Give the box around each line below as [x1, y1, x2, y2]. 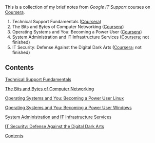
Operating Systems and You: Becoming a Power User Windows [5, 104, 132, 111]
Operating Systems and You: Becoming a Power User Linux [5, 95, 124, 101]
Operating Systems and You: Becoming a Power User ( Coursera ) [12, 29, 142, 34]
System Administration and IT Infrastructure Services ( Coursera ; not [12, 34, 150, 40]
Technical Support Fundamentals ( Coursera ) [12, 19, 101, 24]
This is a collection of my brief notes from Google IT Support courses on [5, 4, 151, 10]
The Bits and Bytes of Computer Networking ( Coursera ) [12, 24, 124, 30]
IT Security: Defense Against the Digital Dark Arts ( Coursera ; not [12, 45, 142, 50]
